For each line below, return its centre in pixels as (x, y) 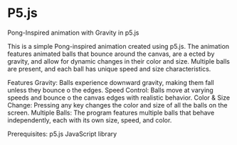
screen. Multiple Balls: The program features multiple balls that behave (111, 112)
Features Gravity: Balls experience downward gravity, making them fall (111, 82)
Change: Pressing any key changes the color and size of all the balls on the (117, 105)
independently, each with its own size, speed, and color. (90, 120)
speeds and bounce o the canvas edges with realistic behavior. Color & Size (118, 98)
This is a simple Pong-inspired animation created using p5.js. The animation (118, 46)
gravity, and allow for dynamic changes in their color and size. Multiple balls (118, 61)
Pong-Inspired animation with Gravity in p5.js (73, 33)
